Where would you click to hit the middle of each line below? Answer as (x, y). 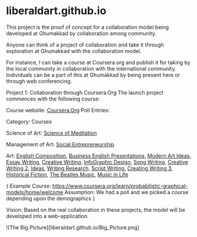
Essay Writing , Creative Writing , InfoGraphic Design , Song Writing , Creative (97, 162)
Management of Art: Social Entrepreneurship (60, 144)
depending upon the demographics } (51, 198)
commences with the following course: (53, 99)
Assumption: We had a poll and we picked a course (126, 192)
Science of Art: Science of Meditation (51, 133)
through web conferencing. (39, 81)
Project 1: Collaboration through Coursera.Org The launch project (85, 92)
